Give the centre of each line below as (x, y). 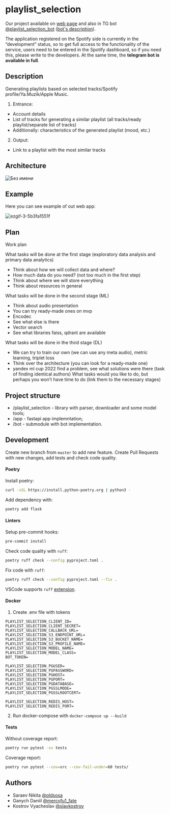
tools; (19, 413)
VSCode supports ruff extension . (41, 589)
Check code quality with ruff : (36, 551)
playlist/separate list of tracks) (45, 125)
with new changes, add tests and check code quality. (61, 457)
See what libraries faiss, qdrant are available (59, 333)
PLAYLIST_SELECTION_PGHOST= (35, 675)
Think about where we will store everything (58, 281)
